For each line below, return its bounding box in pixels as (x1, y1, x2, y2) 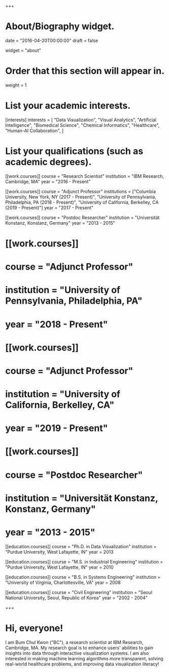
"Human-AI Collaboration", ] (5, 127, 64, 133)
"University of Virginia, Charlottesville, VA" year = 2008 (5, 579, 121, 585)
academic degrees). (5, 156, 92, 168)
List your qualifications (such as (5, 146, 144, 157)
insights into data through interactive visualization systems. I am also (5, 650, 149, 656)
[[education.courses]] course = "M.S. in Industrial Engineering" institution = (5, 558, 163, 565)
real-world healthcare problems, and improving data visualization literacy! (5, 661, 159, 667)
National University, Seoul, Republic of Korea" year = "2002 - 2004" (5, 595, 148, 601)
